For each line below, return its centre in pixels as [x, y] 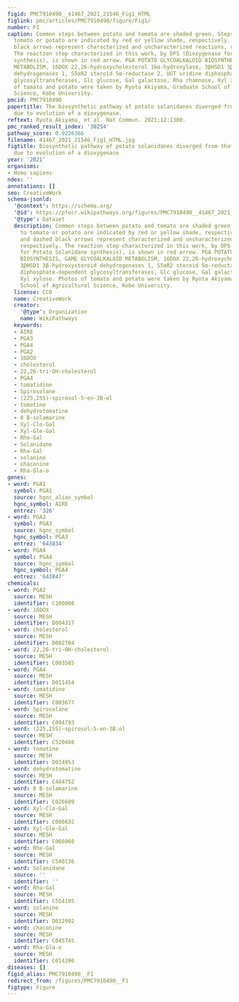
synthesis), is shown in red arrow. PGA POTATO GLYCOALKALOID [108, 61]
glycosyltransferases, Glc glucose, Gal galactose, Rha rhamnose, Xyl [121, 80]
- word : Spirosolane [38, 709]
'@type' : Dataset [39, 219]
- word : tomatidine [36, 689]
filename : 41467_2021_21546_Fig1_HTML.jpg [71, 140]
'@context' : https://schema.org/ [63, 206]
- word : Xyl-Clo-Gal [38, 808]
